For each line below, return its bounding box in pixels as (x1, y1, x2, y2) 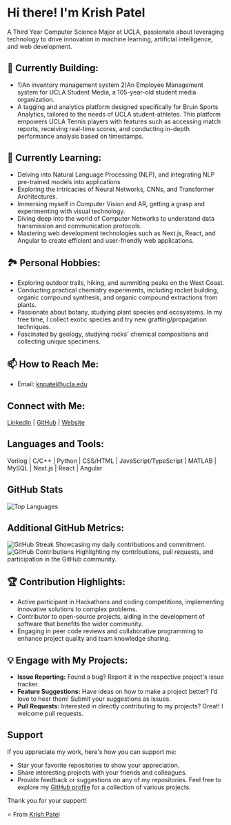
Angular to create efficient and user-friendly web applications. (17, 236, 194, 244)
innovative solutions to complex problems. (17, 605, 138, 613)
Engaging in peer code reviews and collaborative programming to (17, 627, 203, 635)
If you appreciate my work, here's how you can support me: (7, 747, 177, 756)
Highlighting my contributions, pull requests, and (75, 548, 214, 556)
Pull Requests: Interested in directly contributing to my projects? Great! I (17, 702, 223, 710)
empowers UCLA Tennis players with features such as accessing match (17, 117, 221, 126)
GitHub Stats (7, 484, 63, 496)
